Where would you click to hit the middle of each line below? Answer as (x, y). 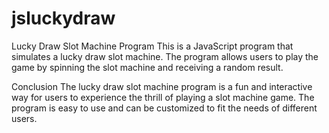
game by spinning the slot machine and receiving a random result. (147, 67)
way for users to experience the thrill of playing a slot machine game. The (163, 97)
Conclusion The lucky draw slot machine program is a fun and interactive (162, 86)
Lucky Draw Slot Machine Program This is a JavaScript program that (152, 46)
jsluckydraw (63, 18)
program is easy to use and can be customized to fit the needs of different (164, 108)
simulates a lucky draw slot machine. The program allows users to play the (165, 56)
